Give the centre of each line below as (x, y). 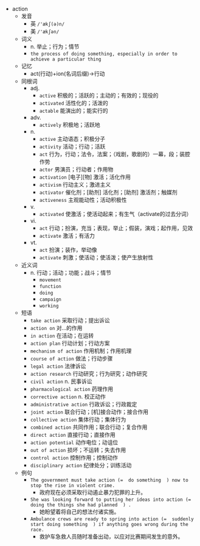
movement (50, 280)
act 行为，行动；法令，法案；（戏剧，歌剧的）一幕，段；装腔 (115, 154)
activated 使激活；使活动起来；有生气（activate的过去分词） (116, 214)
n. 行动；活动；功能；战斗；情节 (71, 273)
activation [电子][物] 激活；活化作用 (85, 177)
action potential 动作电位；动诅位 (74, 442)
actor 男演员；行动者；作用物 (76, 169)
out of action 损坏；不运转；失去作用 (78, 450)
